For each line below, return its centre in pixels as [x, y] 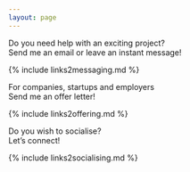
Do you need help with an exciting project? [87, 43]
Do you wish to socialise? [55, 131]
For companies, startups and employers [82, 86]
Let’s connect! [34, 140]
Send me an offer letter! [52, 96]
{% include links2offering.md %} [68, 113]
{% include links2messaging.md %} [74, 70]
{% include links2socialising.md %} [74, 158]
